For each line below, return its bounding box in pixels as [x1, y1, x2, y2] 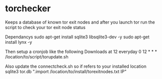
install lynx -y [5, 39, 32, 45]
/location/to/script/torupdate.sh [5, 53, 69, 59]
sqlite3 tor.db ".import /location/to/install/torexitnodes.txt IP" [5, 68, 127, 74]
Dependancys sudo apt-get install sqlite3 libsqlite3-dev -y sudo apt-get [5, 34, 150, 40]
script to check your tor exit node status [5, 24, 86, 30]
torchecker [5, 3, 51, 14]
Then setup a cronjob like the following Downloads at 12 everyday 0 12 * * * [5, 49, 158, 54]
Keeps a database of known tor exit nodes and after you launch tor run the [5, 19, 155, 25]
